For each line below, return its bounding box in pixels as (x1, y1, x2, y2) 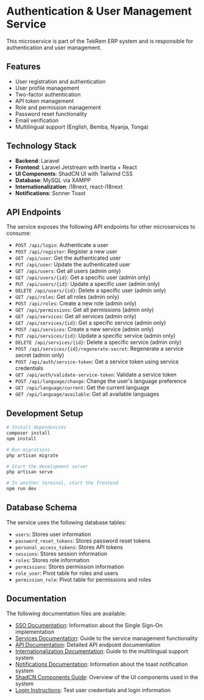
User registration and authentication (15, 77, 106, 85)
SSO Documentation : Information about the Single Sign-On (15, 621, 163, 629)
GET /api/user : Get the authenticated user (15, 254, 121, 262)
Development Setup (6, 408, 83, 418)
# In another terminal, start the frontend (6, 480, 119, 486)
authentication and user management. (6, 44, 102, 51)
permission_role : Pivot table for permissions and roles (15, 576, 152, 583)
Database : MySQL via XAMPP (15, 176, 91, 184)
